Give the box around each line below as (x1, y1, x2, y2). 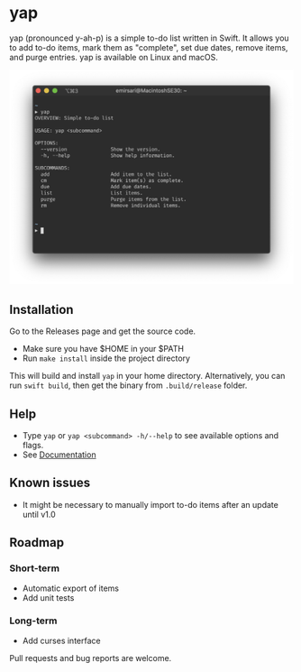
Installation (9, 301, 74, 318)
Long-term (9, 614, 58, 627)
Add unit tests (22, 592, 75, 603)
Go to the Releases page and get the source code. (9, 326, 196, 336)
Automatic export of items (22, 583, 120, 594)
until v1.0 (22, 509, 56, 520)
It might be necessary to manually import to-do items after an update (22, 499, 279, 510)
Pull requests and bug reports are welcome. (9, 652, 172, 663)
